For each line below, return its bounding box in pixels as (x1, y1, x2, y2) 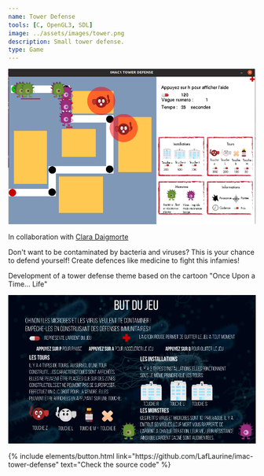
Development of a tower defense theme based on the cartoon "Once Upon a (8, 271, 255, 280)
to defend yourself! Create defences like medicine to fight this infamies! (8, 256, 240, 265)
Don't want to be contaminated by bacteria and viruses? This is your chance (8, 247, 255, 256)
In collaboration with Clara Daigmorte (8, 232, 129, 242)
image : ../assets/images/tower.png (8, 29, 125, 37)
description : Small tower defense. (8, 38, 125, 46)
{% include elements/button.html (8, 452, 115, 461)
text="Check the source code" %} (60, 460, 171, 470)
